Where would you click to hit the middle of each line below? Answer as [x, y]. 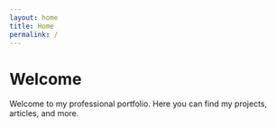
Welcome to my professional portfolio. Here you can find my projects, [138, 104]
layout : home [34, 18]
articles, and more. [44, 113]
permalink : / [34, 34]
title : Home [32, 26]
